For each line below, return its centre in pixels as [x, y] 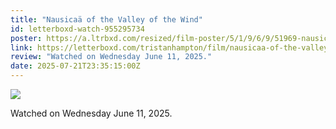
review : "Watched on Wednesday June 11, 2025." [111, 57]
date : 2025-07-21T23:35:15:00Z [75, 66]
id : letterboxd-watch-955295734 [77, 29]
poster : [26, 38]
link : [21, 47]
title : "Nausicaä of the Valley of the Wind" [106, 19]
